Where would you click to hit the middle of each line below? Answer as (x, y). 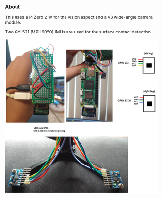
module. (13, 22)
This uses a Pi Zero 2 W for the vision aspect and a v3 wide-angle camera (79, 17)
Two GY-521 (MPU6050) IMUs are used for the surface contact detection (78, 32)
